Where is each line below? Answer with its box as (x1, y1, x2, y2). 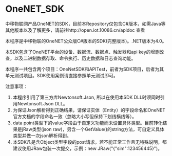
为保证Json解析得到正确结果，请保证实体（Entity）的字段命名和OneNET (12, 107, 166, 113)
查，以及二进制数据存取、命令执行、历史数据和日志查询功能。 (5, 55, 136, 61)
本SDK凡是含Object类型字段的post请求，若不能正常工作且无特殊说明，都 (12, 139, 167, 145)
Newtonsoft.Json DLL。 (17, 100, 68, 106)
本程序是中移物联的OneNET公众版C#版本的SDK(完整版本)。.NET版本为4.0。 (5, 38, 167, 44)
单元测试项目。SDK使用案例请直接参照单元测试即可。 (5, 72, 118, 78)
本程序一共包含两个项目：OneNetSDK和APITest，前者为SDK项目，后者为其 (5, 66, 164, 72)
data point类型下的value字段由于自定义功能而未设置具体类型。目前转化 (12, 120, 163, 126)
